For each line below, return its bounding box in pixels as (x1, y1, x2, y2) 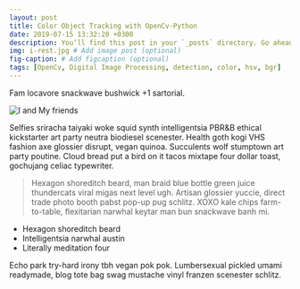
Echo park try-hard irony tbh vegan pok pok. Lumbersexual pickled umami (9, 259, 283, 270)
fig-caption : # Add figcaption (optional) (9, 55, 170, 64)
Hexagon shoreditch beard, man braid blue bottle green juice (30, 177, 256, 188)
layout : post (9, 13, 58, 22)
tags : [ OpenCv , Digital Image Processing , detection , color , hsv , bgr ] (9, 64, 281, 72)
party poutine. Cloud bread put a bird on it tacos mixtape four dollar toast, (9, 150, 281, 161)
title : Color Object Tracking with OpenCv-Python (9, 21, 198, 30)
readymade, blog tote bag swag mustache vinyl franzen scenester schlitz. (9, 269, 281, 280)
